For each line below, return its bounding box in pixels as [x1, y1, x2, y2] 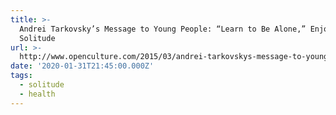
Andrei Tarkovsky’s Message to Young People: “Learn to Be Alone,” [19, 24, 307, 34]
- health [19, 89, 56, 99]
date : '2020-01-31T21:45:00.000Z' [10, 61, 155, 71]
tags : [10, 71, 33, 81]
